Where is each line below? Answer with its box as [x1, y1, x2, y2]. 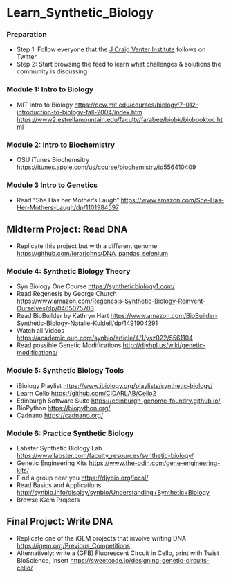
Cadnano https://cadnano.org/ [16, 411, 104, 419]
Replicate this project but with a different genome [16, 242, 158, 250]
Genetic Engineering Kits [16, 459, 88, 467]
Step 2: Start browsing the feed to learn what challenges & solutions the [16, 60, 222, 69]
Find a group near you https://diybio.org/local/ [16, 473, 149, 482]
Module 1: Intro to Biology [6, 85, 94, 94]
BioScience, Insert [16, 556, 69, 564]
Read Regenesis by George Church [16, 290, 117, 298]
